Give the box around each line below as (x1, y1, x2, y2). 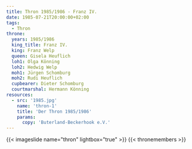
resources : (6, 92, 33, 98)
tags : (6, 20, 20, 26)
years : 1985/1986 (11, 36, 55, 42)
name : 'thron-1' (17, 103, 58, 109)
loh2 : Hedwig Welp (11, 64, 58, 70)
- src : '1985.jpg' (11, 97, 58, 103)
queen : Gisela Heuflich (11, 53, 70, 59)
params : (17, 114, 36, 120)
